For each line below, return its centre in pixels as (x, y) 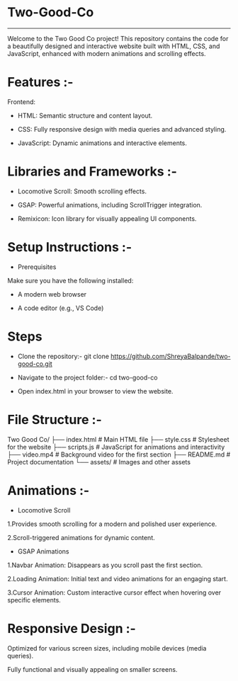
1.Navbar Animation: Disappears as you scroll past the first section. (105, 565)
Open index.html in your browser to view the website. (95, 391)
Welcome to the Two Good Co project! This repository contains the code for (118, 38)
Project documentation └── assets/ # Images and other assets (99, 462)
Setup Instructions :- (70, 247)
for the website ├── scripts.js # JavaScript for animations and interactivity (116, 447)
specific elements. (34, 600)
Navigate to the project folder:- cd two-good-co (87, 377)
